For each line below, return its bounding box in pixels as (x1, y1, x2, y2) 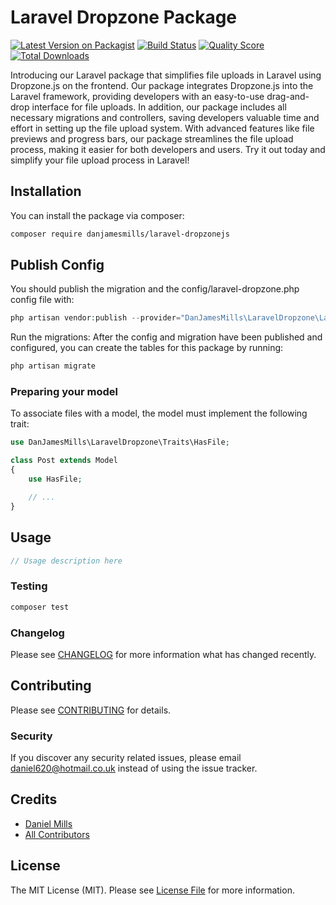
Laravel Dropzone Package (10, 6, 238, 29)
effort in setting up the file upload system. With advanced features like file (10, 122, 315, 134)
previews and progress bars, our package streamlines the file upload (10, 132, 294, 145)
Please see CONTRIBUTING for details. (10, 704, 172, 716)
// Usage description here (10, 556, 123, 566)
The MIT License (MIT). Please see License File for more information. (10, 884, 295, 896)
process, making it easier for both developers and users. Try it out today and (10, 143, 326, 155)
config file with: (10, 294, 75, 306)
